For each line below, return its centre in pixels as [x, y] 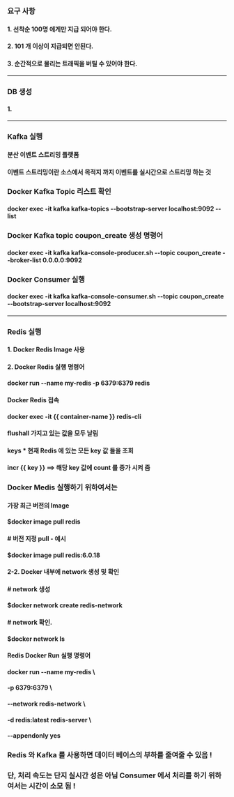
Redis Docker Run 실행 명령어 [49, 655]
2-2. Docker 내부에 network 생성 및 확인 [63, 572]
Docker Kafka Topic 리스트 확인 [59, 192]
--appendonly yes [34, 736]
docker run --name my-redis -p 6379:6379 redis [79, 383]
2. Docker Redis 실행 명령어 [46, 367]
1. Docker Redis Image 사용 [46, 349]
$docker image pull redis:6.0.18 [54, 555]
